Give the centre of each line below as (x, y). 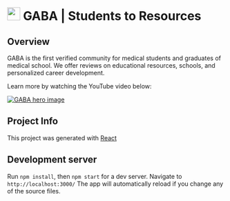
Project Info (33, 121)
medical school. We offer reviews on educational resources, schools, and (111, 65)
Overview (29, 41)
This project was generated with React (62, 137)
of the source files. (34, 191)
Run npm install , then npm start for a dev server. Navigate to (95, 176)
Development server (52, 160)
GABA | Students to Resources (112, 16)
